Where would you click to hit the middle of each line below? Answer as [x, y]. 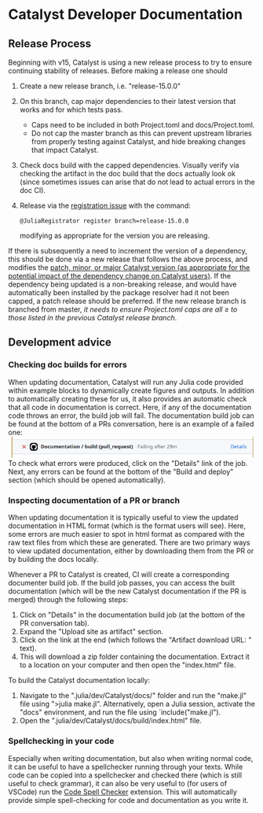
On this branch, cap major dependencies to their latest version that [128, 101]
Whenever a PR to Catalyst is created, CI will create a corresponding [119, 575]
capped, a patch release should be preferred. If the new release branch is [127, 301]
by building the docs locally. [53, 560]
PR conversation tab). [55, 623]
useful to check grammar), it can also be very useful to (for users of [118, 783]
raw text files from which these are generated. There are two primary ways [129, 543]
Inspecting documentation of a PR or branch [94, 500]
